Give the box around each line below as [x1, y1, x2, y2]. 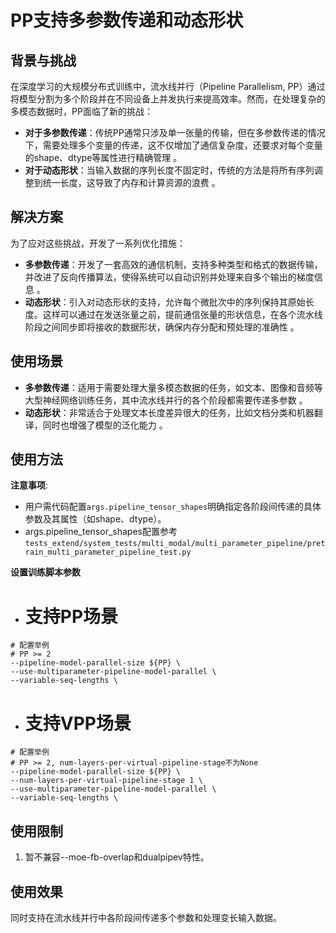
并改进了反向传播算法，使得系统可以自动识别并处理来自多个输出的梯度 [24, 271, 315, 283]
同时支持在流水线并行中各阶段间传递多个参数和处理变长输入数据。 [10, 911, 282, 923]
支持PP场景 [24, 605, 119, 628]
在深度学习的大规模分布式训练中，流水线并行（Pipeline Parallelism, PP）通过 [10, 81, 326, 92]
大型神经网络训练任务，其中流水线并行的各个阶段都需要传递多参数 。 [24, 394, 308, 406]
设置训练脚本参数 [10, 566, 81, 578]
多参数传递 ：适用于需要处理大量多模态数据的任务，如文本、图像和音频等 [24, 381, 323, 393]
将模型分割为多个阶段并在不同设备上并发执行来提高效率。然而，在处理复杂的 [10, 93, 326, 105]
